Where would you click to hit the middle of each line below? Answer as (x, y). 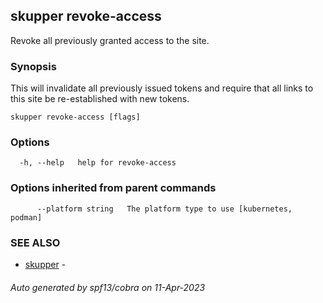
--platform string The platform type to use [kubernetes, (164, 209)
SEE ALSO (35, 242)
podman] (26, 217)
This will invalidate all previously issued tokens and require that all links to (162, 88)
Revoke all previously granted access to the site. (110, 40)
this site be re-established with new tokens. (100, 99)
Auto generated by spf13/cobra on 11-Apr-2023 (108, 287)
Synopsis (33, 66)
